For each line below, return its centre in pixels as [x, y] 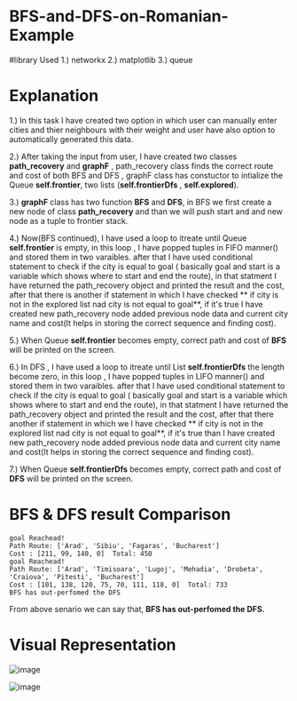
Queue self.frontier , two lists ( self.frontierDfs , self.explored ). [124, 185]
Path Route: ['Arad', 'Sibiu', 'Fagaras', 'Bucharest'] [114, 546]
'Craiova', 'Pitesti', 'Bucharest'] [77, 577]
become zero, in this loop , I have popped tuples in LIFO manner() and [137, 376]
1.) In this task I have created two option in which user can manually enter [143, 120]
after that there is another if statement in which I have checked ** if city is [144, 294]
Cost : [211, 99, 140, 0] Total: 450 [81, 554]
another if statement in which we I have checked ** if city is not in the [137, 423]
